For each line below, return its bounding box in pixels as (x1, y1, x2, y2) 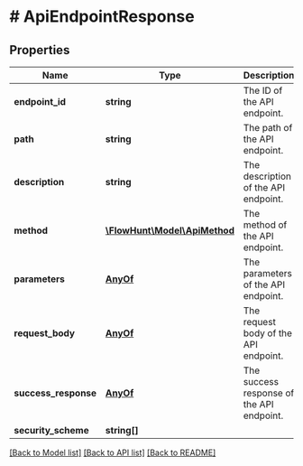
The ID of (243, 84, 283, 97)
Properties (9, 42, 70, 58)
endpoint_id (14, 96, 66, 107)
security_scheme (14, 424, 89, 436)
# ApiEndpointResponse (9, 6, 196, 27)
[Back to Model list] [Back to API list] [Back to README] (9, 447, 216, 458)
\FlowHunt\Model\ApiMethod (105, 224, 235, 237)
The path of (243, 122, 293, 134)
